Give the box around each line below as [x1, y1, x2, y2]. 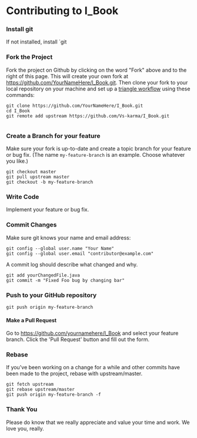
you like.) [6, 157, 28, 165]
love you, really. [6, 424, 44, 432]
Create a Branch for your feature [6, 132, 101, 140]
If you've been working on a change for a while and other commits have [6, 364, 181, 371]
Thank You [6, 405, 38, 413]
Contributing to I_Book [6, 4, 119, 18]
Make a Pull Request [6, 316, 57, 324]
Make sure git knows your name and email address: [6, 234, 131, 241]
